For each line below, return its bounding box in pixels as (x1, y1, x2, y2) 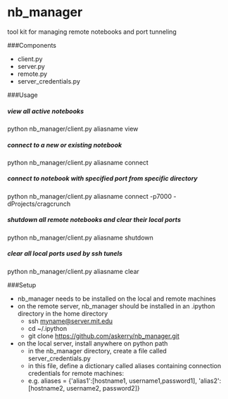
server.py (17, 62, 46, 70)
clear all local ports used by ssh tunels (7, 249, 123, 258)
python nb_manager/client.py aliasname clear (7, 267, 139, 275)
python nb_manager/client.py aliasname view (7, 124, 139, 133)
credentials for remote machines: (27, 369, 125, 377)
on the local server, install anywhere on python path (17, 339, 168, 348)
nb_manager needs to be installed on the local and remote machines (17, 294, 216, 303)
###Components (7, 41, 56, 49)
